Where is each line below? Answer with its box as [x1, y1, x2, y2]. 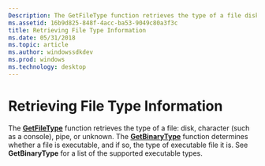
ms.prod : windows [8, 56, 65, 64]
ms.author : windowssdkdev [8, 48, 93, 56]
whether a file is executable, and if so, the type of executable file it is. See [8, 140, 248, 149]
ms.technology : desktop [8, 63, 87, 71]
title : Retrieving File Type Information [8, 26, 147, 34]
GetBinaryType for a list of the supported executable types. [8, 148, 203, 158]
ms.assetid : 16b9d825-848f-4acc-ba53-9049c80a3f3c [8, 19, 178, 27]
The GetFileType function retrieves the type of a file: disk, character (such [8, 123, 250, 133]
